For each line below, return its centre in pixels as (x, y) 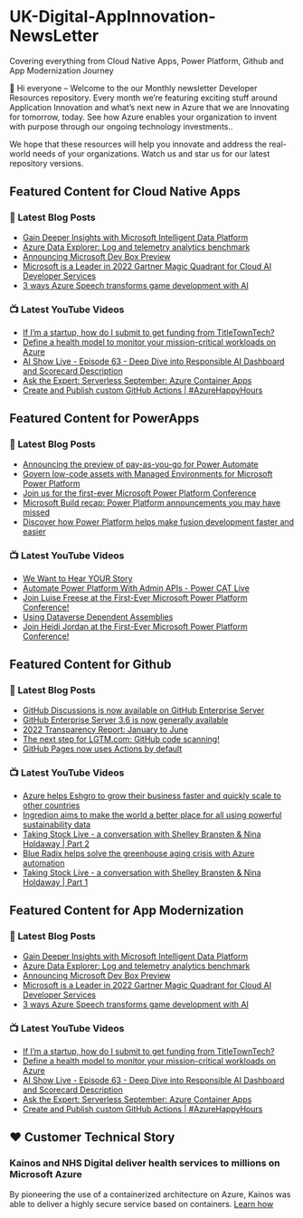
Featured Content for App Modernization (127, 911)
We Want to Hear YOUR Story (77, 578)
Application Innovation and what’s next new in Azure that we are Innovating (149, 107)
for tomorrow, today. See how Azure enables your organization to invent (143, 117)
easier (34, 531)
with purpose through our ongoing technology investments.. (121, 126)
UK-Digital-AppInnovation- (113, 17)
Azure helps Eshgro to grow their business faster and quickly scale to (152, 795)
